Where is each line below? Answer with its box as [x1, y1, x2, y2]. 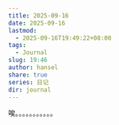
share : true [8, 71, 48, 79]
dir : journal [8, 85, 52, 94]
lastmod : [8, 26, 37, 34]
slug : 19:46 [8, 57, 48, 64]
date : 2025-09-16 [8, 19, 66, 27]
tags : [8, 41, 26, 49]
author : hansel [8, 64, 59, 72]
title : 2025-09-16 [8, 11, 69, 20]
